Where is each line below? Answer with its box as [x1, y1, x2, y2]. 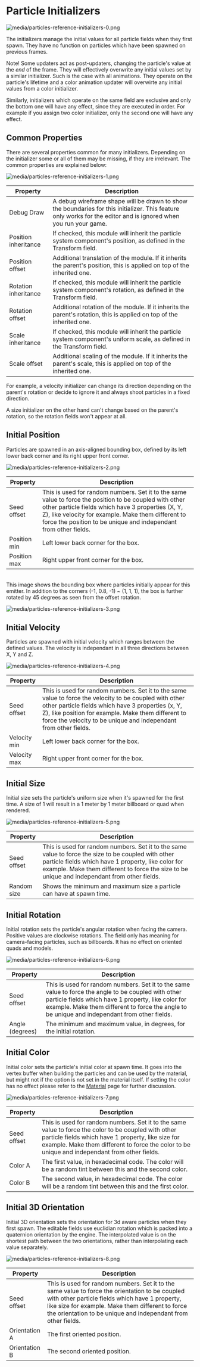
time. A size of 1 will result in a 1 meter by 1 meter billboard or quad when [6, 800, 185, 808]
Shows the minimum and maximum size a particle [42, 882, 181, 890]
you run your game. [52, 219, 107, 228]
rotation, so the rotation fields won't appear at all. [6, 412, 127, 420]
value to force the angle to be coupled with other [45, 988, 182, 996]
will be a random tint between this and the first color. [41, 1182, 189, 1190]
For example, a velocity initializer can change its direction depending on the [6, 382, 192, 389]
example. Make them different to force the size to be [42, 865, 189, 874]
